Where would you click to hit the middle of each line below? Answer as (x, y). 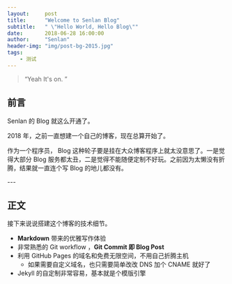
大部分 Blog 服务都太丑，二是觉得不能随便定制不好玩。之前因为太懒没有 (116, 159)
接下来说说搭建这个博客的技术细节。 (59, 223)
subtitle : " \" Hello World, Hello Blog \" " (73, 27)
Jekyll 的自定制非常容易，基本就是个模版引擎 (82, 274)
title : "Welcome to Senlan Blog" (63, 20)
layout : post (32, 14)
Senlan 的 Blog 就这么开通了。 (51, 121)
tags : (15, 53)
